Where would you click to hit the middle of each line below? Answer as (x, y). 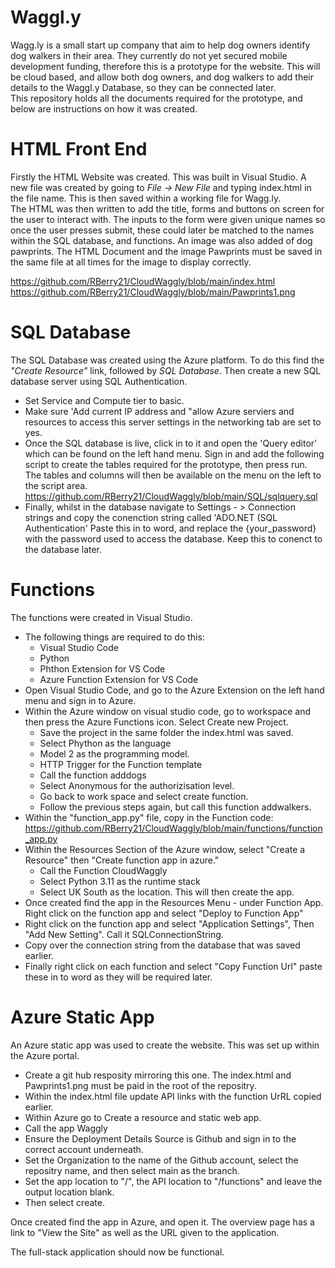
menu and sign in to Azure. (80, 700)
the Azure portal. (45, 1055)
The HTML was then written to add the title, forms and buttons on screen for (167, 208)
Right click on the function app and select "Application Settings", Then (169, 923)
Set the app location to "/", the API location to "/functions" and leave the (173, 1181)
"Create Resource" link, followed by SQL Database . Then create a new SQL (166, 370)
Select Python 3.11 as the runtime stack (120, 881)
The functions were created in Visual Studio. (101, 617)
